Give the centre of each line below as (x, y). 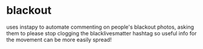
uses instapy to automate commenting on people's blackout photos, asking (100, 27)
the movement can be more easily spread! (59, 39)
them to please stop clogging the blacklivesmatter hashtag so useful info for (101, 33)
